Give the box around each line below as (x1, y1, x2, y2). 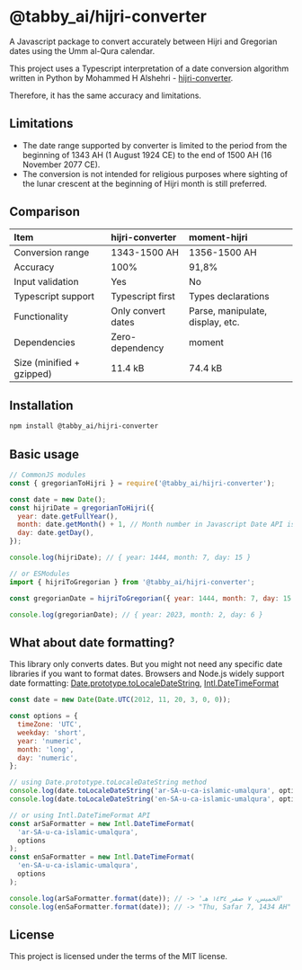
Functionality (13, 310, 69, 323)
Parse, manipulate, (188, 304, 268, 316)
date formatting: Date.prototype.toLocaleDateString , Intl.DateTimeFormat (9, 678, 280, 689)
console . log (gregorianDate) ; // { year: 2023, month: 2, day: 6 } (9, 610, 263, 619)
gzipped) (13, 367, 52, 379)
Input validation (13, 275, 79, 288)
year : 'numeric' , (17, 736, 83, 745)
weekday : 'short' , (17, 728, 87, 737)
